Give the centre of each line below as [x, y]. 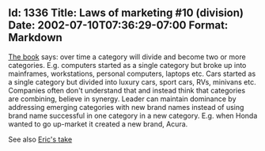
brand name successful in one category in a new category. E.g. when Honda [133, 115]
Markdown [36, 38]
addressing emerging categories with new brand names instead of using [126, 107]
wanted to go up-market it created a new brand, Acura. [98, 124]
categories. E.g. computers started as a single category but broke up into [127, 65]
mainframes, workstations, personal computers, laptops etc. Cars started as [132, 74]
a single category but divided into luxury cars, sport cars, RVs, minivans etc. [132, 81]
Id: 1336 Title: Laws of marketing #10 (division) [126, 13]
